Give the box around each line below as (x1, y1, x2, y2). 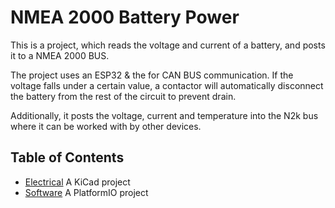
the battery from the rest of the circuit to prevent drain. (10, 90, 237, 102)
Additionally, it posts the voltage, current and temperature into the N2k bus (10, 109, 319, 121)
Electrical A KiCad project (24, 176, 131, 188)
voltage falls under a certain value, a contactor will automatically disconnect (10, 79, 324, 91)
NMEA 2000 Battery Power (10, 6, 240, 29)
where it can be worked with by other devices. (10, 120, 202, 132)
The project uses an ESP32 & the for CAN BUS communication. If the (10, 69, 294, 81)
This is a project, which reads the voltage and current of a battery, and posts (10, 39, 326, 51)
